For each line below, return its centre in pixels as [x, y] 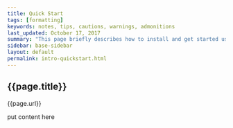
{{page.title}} [37, 87]
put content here [31, 117]
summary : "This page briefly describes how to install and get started [113, 39]
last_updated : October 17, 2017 [54, 33]
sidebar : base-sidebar [40, 46]
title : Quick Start [35, 13]
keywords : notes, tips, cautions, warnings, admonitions [91, 26]
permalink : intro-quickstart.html [57, 59]
